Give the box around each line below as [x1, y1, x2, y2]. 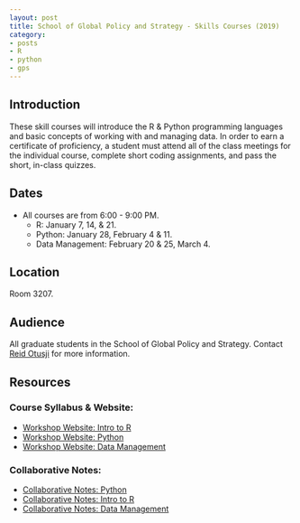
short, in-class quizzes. [9, 159, 96, 170]
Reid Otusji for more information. [9, 349, 131, 360]
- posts [9, 38, 39, 48]
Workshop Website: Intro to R [22, 422, 132, 433]
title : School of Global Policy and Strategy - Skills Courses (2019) [9, 22, 280, 31]
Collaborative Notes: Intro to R [22, 494, 135, 505]
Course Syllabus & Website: [9, 401, 133, 414]
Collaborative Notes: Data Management [22, 503, 169, 515]
